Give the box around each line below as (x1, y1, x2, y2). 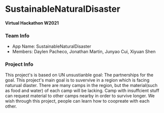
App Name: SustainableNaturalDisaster (12, 43, 91, 50)
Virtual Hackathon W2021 (5, 20, 59, 26)
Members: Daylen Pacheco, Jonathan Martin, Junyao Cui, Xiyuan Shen (12, 49, 156, 55)
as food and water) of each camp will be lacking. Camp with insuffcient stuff (5, 87, 160, 94)
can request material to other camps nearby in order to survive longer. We (5, 93, 155, 99)
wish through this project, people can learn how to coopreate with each (5, 98, 150, 104)
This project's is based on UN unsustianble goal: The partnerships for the (5, 72, 154, 78)
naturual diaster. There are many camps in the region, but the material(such (5, 83, 158, 88)
